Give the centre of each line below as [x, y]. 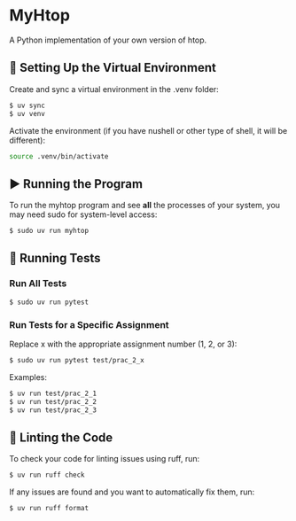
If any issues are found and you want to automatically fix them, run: [132, 492]
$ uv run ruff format [49, 509]
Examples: [28, 377]
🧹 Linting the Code [61, 437]
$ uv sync [27, 105]
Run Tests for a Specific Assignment [90, 324]
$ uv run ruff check [47, 475]
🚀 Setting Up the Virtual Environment [113, 68]
